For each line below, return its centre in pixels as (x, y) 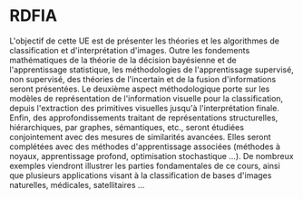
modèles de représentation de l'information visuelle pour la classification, (147, 98)
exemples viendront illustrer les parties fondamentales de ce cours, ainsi (145, 166)
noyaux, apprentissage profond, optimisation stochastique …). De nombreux (151, 156)
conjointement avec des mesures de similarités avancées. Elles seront (140, 137)
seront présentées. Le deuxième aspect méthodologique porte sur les (140, 89)
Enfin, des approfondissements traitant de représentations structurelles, (144, 118)
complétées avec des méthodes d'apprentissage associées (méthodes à (145, 147)
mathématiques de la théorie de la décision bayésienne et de (123, 60)
